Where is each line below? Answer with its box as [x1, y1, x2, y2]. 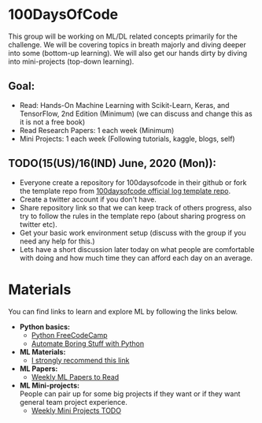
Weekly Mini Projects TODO [31, 406, 122, 415]
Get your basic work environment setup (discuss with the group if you [19, 228, 246, 237]
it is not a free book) [19, 117, 86, 127]
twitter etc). [19, 219, 57, 229]
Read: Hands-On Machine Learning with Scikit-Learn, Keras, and [19, 100, 230, 109]
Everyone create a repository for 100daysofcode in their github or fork [19, 177, 247, 187]
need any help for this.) [19, 236, 96, 246]
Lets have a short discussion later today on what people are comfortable [19, 244, 255, 254]
